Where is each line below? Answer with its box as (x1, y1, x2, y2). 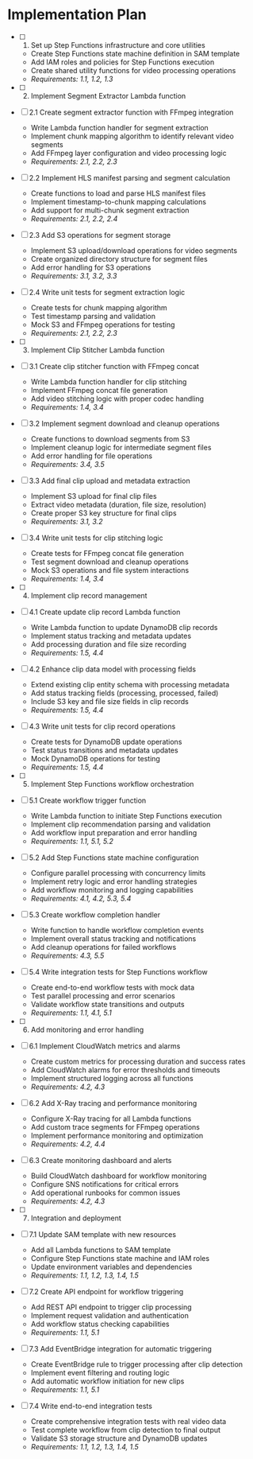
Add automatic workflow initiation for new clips (30, 1376, 185, 1386)
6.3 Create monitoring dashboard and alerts (29, 1155, 172, 1165)
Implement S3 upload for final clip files (30, 491, 157, 500)
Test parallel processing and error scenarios (30, 990, 175, 1000)
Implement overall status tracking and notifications (30, 933, 197, 943)
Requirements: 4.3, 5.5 (30, 951, 105, 960)
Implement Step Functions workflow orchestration (30, 779, 194, 788)
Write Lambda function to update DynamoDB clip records (30, 622, 218, 632)
